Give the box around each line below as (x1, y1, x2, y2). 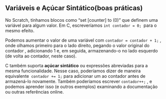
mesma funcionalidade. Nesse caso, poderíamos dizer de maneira (5, 68, 141, 74)
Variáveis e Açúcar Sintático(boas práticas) (5, 4, 143, 12)
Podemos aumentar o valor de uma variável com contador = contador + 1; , (5, 37, 162, 43)
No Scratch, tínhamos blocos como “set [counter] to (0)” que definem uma (5, 17, 158, 23)
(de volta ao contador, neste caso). (5, 53, 77, 59)
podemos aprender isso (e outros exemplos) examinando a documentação (5, 84, 158, 90)
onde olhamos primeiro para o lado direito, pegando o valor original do (5, 42, 150, 49)
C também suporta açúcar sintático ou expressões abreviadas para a (5, 62, 148, 68)
